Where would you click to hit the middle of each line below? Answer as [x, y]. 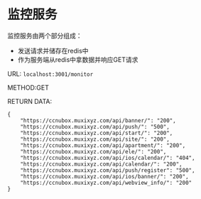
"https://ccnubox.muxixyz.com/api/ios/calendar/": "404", [108, 158]
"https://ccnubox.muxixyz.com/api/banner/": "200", [98, 120]
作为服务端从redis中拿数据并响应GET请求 [78, 59]
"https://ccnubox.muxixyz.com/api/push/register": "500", [108, 170]
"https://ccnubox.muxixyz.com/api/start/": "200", [97, 133]
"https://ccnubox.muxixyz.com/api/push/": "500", [95, 127]
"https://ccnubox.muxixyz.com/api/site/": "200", [95, 139]
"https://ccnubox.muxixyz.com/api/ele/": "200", [93, 151]
